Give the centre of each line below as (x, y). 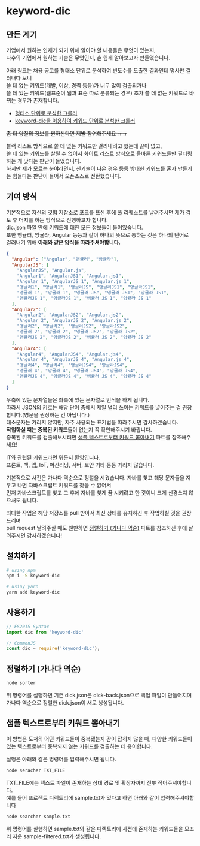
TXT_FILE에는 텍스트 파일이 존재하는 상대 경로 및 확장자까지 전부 (81, 782)
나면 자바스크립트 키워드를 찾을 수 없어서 (64, 485)
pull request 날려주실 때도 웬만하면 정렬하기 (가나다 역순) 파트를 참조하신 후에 (97, 528)
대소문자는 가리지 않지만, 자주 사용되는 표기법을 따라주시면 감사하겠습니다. (92, 422)
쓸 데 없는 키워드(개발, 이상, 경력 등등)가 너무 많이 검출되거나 (76, 85)
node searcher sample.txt (38, 817)
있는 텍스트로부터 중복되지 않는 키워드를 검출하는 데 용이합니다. (80, 746)
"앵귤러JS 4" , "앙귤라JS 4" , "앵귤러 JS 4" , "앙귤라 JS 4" (84, 377)
